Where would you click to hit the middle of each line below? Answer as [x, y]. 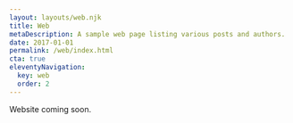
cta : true [28, 59]
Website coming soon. [50, 109]
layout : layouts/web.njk [55, 17]
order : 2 [33, 84]
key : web [33, 76]
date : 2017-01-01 [42, 42]
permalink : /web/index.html [62, 51]
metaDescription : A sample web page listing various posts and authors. [147, 34]
